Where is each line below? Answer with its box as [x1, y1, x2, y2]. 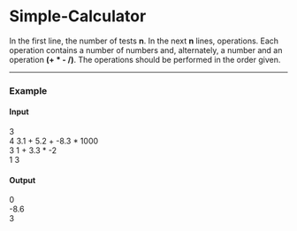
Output [9, 174, 36, 185]
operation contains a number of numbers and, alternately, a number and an [9, 44, 283, 55]
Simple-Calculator [9, 6, 147, 27]
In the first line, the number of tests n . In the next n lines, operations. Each [9, 35, 279, 46]
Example [9, 84, 48, 96]
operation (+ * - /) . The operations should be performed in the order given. [9, 54, 281, 65]
